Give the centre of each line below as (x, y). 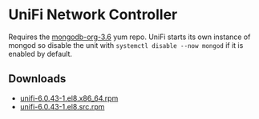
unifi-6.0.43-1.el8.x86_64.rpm (69, 98)
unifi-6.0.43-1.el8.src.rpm (62, 106)
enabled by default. (40, 54)
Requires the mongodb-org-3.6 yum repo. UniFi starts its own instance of (129, 37)
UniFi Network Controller (93, 15)
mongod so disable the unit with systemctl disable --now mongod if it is (126, 45)
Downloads (37, 79)
